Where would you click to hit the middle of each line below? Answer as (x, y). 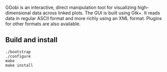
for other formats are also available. (43, 24)
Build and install (31, 40)
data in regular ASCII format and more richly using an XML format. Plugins (83, 18)
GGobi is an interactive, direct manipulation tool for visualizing (71, 7)
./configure (18, 56)
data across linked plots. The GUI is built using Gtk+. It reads (96, 13)
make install (19, 65)
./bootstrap (18, 52)
